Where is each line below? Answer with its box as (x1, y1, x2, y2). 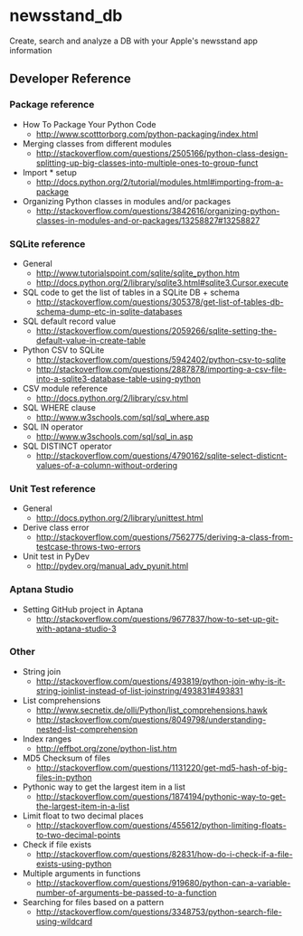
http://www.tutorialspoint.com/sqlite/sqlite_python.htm (35, 268, 240, 279)
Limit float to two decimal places (22, 810, 144, 821)
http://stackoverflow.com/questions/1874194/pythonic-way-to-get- (35, 790, 287, 801)
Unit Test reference (9, 482, 97, 495)
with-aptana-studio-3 (35, 623, 117, 634)
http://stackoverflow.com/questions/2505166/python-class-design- (35, 147, 289, 158)
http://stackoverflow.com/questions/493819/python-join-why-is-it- (35, 676, 287, 686)
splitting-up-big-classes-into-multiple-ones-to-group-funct (35, 157, 259, 168)
